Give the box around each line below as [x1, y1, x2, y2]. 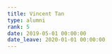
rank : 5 [7, 23, 30, 30]
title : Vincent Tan [7, 10, 65, 18]
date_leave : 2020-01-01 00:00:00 [7, 36, 106, 43]
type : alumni [7, 17, 46, 24]
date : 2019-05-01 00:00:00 [7, 29, 87, 37]
